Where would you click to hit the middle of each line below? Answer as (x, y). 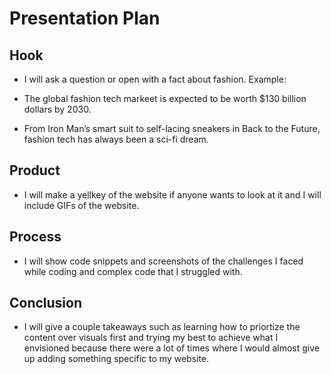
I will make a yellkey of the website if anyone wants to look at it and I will (172, 194)
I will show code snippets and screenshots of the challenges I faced (163, 261)
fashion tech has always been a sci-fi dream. (116, 139)
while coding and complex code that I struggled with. (133, 271)
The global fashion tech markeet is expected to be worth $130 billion (165, 98)
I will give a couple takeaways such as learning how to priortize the (162, 327)
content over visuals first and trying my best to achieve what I (151, 338)
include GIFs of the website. (81, 205)
